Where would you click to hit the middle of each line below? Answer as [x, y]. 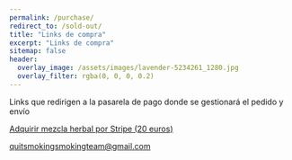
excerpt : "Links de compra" [62, 43]
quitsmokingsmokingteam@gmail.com [80, 146]
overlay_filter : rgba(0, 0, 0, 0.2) [86, 76]
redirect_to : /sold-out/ [56, 26]
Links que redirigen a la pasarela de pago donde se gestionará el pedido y [146, 102]
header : [24, 59]
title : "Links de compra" [58, 34]
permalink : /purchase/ [52, 18]
